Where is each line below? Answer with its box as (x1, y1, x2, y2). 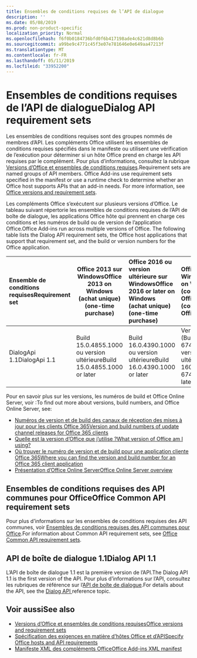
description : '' (6, 14, 46, 20)
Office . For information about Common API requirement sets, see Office (6, 530, 178, 537)
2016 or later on (128, 287, 175, 295)
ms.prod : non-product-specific (6, 25, 83, 31)
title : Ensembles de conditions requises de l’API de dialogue (6, 8, 164, 15)
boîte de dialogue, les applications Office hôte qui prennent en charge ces (6, 212, 185, 220)
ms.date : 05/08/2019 (6, 19, 57, 25)
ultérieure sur (128, 272, 168, 281)
